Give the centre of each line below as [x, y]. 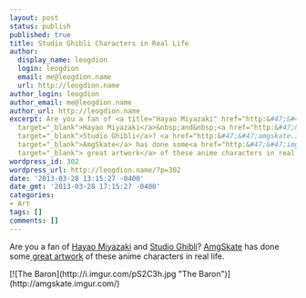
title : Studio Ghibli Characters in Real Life [99, 43]
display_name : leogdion [62, 60]
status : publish [40, 26]
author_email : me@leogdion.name [71, 102]
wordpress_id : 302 [44, 161]
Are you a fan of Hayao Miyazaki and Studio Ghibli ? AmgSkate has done [144, 246]
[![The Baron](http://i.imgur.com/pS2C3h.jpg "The [103, 273]
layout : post [34, 18]
